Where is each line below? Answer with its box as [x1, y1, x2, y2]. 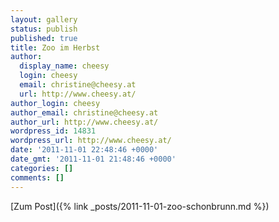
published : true [10, 33, 78, 43]
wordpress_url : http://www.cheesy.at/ [10, 136, 172, 146]
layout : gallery [10, 14, 78, 25]
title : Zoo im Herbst [10, 42, 101, 53]
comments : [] [10, 172, 65, 183]
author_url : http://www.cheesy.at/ [10, 117, 159, 127]
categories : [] [10, 163, 74, 173]
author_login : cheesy [10, 98, 101, 108]
